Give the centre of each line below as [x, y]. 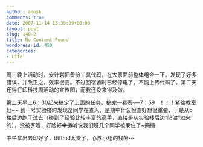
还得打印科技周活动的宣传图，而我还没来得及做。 [67, 89]
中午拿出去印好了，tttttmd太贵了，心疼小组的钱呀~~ [71, 138]
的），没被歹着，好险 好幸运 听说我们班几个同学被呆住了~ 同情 [81, 125]
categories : [21, 51]
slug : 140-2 [21, 34]
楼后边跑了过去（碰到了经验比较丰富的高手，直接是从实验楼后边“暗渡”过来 [99, 117]
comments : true [25, 17]
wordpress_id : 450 [29, 46]
